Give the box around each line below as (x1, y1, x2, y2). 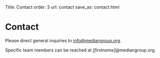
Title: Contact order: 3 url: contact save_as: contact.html (5, 4, 120, 10)
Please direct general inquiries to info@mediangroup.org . (5, 37, 122, 43)
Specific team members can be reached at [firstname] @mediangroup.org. (5, 47, 156, 53)
